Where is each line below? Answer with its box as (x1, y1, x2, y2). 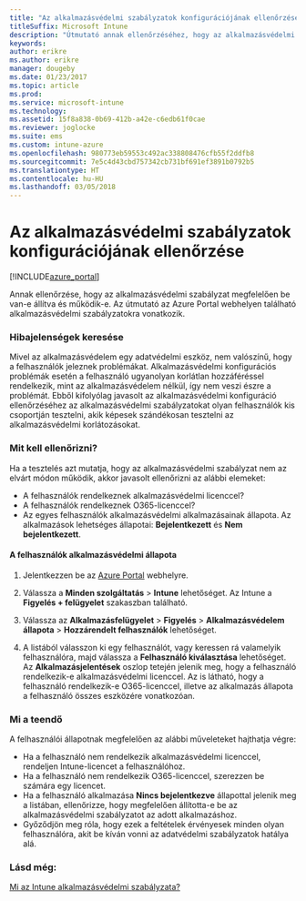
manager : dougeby (9, 65, 76, 74)
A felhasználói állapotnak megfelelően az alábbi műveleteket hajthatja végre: (9, 734, 297, 744)
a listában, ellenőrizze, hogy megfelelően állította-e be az (22, 800, 239, 811)
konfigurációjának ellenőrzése (9, 241, 245, 262)
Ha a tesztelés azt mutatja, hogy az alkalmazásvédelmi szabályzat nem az (9, 462, 287, 473)
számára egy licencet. (22, 780, 107, 792)
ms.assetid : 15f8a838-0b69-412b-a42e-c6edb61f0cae (9, 115, 206, 124)
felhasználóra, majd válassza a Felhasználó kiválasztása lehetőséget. (22, 652, 287, 663)
